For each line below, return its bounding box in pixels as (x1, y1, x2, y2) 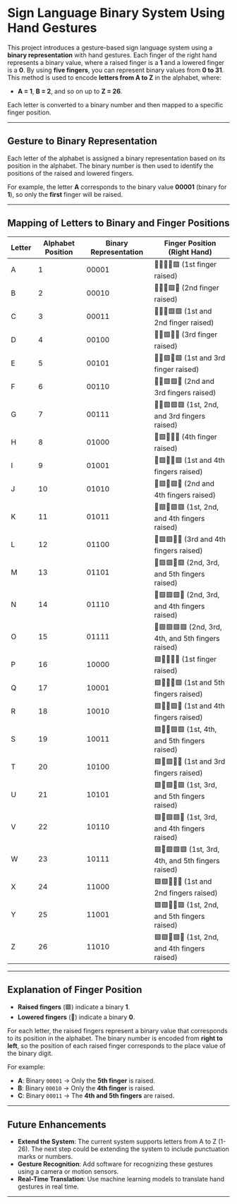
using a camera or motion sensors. (17, 1167, 119, 1176)
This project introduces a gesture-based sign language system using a (7, 43, 213, 52)
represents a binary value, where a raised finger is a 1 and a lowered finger (7, 58, 224, 66)
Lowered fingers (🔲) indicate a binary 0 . (17, 1013, 135, 1021)
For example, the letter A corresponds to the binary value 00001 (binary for (7, 182, 227, 191)
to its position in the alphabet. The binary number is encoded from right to (7, 1034, 224, 1042)
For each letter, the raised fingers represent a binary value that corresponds (7, 1027, 228, 1035)
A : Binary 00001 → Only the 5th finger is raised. (17, 1076, 155, 1085)
